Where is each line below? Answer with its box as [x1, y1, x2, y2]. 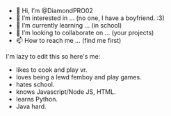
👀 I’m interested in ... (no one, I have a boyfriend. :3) [15, 14, 165, 22]
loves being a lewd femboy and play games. [15, 73, 142, 81]
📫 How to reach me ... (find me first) [15, 37, 122, 44]
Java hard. [15, 102, 47, 110]
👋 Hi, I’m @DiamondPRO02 [15, 7, 94, 14]
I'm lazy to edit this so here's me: [6, 52, 101, 60]
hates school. [15, 80, 55, 88]
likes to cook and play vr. [15, 66, 88, 74]
